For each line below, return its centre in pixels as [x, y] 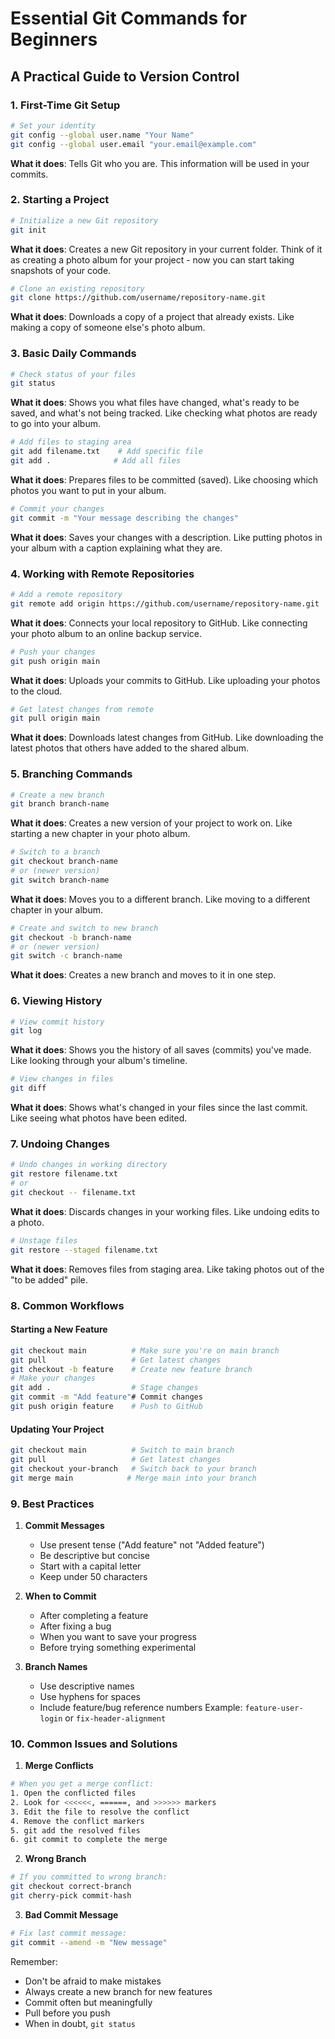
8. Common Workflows [67, 1305]
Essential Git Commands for [129, 18]
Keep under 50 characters [93, 1576]
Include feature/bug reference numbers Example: [141, 1707]
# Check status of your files [73, 374]
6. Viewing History [56, 1001]
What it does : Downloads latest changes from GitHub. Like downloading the [167, 738]
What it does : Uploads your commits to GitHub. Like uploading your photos [165, 680]
